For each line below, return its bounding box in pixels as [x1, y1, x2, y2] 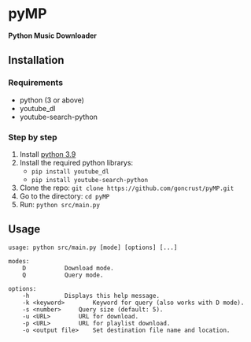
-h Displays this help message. [22, 292, 160, 299]
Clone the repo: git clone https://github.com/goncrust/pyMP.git [19, 183, 234, 192]
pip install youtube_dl [31, 167, 110, 176]
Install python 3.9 [19, 149, 76, 158]
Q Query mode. [22, 271, 104, 279]
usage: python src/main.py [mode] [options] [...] [8, 243, 178, 251]
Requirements [8, 77, 64, 88]
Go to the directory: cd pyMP [19, 191, 110, 201]
